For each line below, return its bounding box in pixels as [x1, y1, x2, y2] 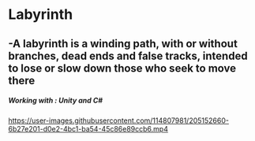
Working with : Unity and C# [8, 96, 103, 106]
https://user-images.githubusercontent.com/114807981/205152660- [8, 116, 229, 125]
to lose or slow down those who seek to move [8, 61, 237, 75]
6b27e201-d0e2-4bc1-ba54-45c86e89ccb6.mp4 [8, 124, 168, 133]
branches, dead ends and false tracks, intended [8, 49, 248, 62]
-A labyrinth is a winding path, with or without [8, 37, 238, 50]
